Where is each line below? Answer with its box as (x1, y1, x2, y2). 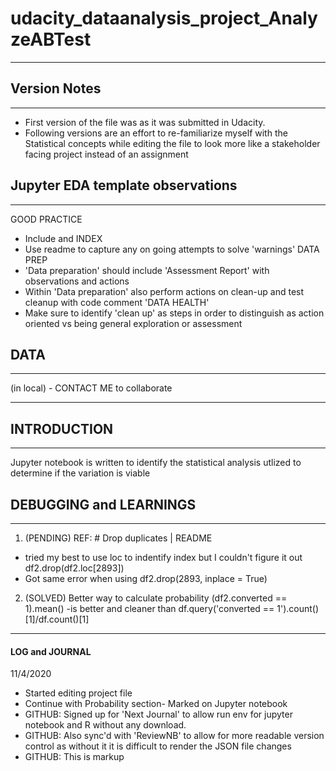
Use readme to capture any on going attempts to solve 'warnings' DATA (24, 243, 320, 255)
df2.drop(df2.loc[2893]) (24, 562, 125, 574)
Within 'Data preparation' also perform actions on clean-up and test (24, 285, 305, 297)
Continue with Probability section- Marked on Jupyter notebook (24, 698, 288, 710)
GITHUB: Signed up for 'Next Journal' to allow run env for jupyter (24, 708, 293, 721)
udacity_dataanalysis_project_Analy (10, 7, 318, 30)
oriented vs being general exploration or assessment (24, 317, 243, 329)
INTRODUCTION (10, 420, 114, 437)
